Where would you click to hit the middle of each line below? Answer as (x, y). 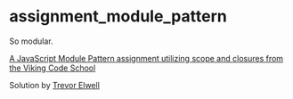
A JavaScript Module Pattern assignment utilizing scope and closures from (146, 58)
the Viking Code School (53, 68)
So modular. (31, 41)
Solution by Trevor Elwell (55, 85)
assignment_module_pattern (118, 16)
